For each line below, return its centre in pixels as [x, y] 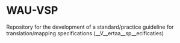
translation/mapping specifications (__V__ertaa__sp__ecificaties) [85, 33]
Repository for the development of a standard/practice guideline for [90, 27]
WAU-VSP [32, 10]
